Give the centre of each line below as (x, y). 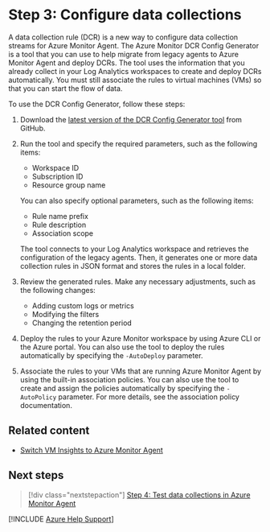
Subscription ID (57, 176)
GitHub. (33, 128)
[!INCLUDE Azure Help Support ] (61, 519)
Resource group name (69, 185)
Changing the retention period (82, 323)
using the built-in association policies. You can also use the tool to (129, 379)
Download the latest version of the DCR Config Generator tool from (131, 119)
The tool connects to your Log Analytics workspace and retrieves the (134, 249)
